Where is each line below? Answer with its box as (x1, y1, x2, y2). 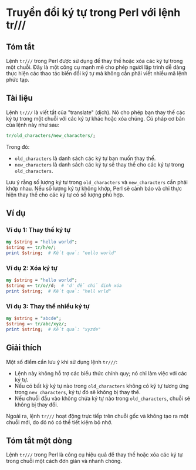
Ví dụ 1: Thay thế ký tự (6, 226, 71, 234)
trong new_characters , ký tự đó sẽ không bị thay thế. (14, 388, 141, 395)
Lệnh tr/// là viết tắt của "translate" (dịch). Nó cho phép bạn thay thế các (6, 109, 185, 116)
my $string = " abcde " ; (6, 315, 62, 322)
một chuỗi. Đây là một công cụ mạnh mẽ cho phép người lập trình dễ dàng (6, 64, 186, 71)
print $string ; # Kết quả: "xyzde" (6, 326, 101, 332)
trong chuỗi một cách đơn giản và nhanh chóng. (6, 458, 122, 465)
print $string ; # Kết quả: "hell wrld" (6, 288, 111, 294)
